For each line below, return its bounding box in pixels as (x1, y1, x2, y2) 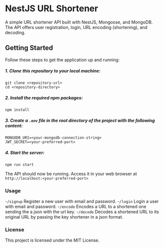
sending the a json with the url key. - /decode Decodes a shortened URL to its (5, 209, 159, 215)
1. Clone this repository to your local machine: (5, 68, 101, 74)
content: (5, 123, 23, 129)
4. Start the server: (5, 150, 45, 156)
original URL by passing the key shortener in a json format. (5, 214, 123, 220)
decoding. (5, 29, 25, 35)
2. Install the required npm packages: (5, 95, 83, 101)
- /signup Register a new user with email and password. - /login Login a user (5, 198, 159, 204)
